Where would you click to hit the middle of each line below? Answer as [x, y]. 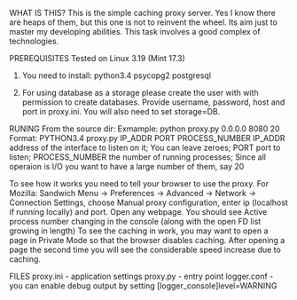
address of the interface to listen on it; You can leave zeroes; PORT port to [145, 147]
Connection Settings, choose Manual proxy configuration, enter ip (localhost [148, 202]
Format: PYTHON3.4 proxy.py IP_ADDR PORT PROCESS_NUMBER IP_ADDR [147, 138]
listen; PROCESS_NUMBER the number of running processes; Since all [138, 157]
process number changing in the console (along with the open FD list [135, 221]
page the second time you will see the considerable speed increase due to [145, 249]
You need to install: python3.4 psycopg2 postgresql [116, 75]
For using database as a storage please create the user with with [140, 93]
